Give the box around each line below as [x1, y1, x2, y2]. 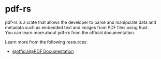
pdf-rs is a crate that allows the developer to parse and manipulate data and [5, 19, 156, 25]
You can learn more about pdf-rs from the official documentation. [5, 29, 135, 35]
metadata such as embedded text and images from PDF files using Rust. [5, 24, 149, 30]
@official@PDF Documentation [12, 48, 74, 54]
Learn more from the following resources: [5, 39, 88, 44]
